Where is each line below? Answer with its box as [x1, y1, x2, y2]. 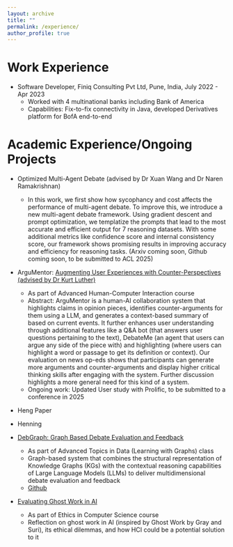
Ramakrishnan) [17, 182, 61, 190]
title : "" [7, 17, 36, 24]
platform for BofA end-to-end [27, 112, 113, 121]
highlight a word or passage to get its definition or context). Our [27, 348, 210, 357]
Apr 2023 [17, 90, 45, 98]
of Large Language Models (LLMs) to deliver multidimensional [27, 469, 206, 477]
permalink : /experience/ [7, 23, 79, 30]
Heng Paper [17, 406, 52, 415]
